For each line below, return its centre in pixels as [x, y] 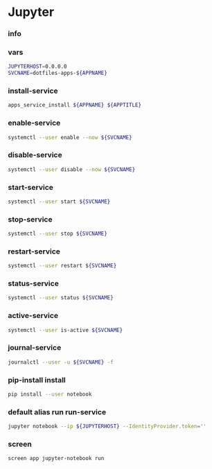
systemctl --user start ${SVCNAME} [59, 202]
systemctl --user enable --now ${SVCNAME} [70, 137]
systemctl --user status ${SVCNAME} [61, 298]
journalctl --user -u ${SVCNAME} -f [61, 362]
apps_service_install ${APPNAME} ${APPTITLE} [74, 105]
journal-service [35, 348]
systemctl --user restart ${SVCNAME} [62, 266]
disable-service [35, 155]
